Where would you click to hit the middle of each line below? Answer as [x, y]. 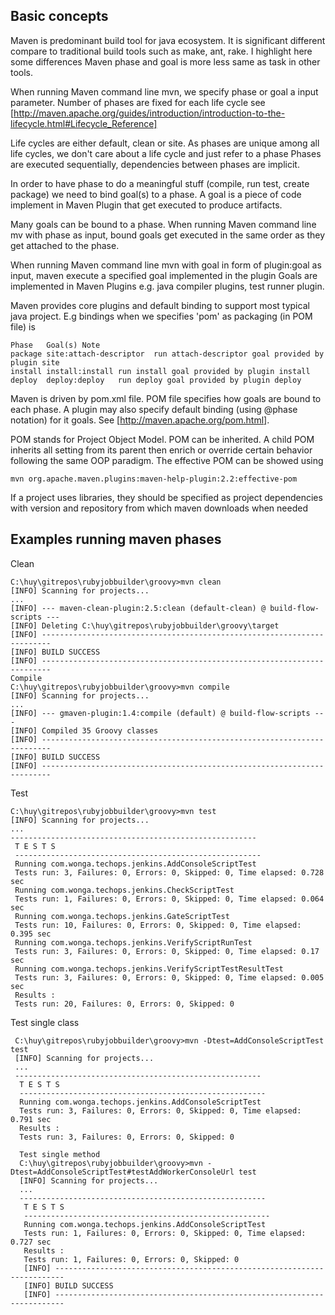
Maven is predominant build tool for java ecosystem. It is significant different [168, 40]
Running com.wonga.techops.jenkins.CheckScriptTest [124, 890]
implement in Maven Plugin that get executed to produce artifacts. [146, 205]
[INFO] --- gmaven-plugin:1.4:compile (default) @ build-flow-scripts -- [167, 713]
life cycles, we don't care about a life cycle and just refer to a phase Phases [166, 153]
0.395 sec [31, 934]
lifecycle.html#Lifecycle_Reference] [84, 123]
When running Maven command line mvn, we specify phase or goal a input [164, 91]
